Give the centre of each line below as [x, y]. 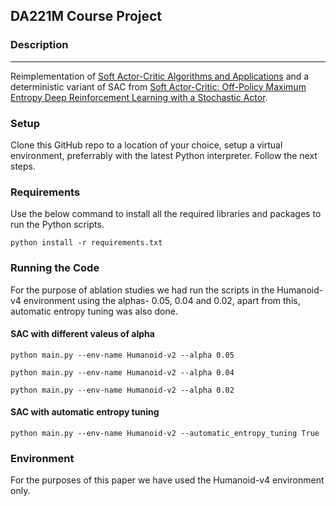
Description [39, 45]
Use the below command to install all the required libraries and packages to [166, 214]
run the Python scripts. [57, 225]
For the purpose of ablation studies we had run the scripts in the [142, 290]
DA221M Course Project [86, 16]
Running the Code [55, 268]
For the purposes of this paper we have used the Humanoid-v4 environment [167, 480]
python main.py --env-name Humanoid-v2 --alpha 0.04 [122, 372]
